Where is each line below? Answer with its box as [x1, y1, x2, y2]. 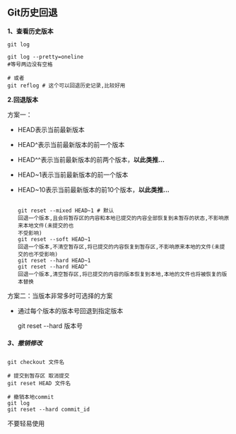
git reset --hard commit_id [7, 406, 90, 413]
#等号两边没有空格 [7, 61, 53, 68]
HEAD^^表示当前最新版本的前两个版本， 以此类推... [17, 155, 165, 164]
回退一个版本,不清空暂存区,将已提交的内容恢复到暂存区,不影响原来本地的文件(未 [17, 243, 220, 250]
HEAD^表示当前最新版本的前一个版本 [17, 140, 125, 148]
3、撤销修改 [7, 339, 43, 348]
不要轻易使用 [7, 419, 45, 428]
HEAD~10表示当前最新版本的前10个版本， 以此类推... [17, 185, 170, 194]
